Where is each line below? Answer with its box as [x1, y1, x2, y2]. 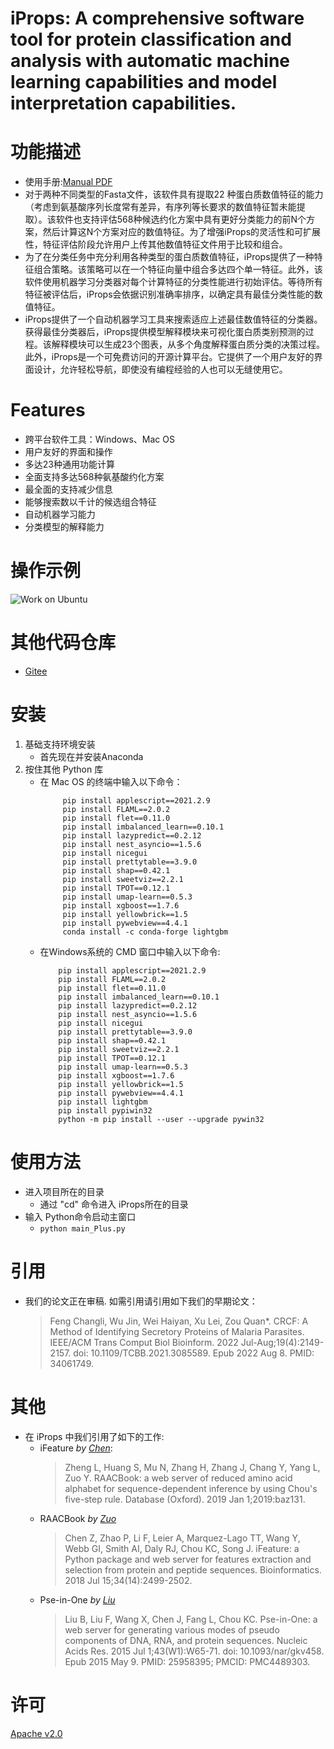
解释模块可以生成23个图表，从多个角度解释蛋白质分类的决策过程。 [51, 338, 325, 351]
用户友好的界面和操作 [24, 446, 113, 458]
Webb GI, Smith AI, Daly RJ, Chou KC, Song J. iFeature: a [64, 1542, 300, 1554]
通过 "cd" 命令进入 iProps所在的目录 [39, 1198, 189, 1210]
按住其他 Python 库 [24, 763, 104, 775]
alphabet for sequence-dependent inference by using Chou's [64, 1482, 318, 1494]
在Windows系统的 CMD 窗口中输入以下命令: [39, 945, 221, 957]
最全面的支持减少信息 [24, 483, 113, 496]
